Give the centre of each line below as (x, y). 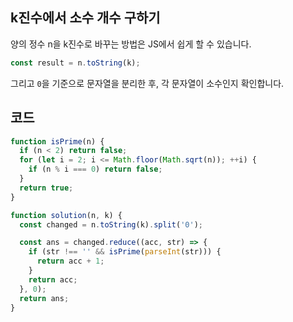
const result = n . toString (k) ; (75, 63)
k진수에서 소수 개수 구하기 (85, 18)
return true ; (46, 188)
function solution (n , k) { (66, 215)
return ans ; (44, 298)
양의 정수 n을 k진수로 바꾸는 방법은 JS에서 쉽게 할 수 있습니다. (131, 44)
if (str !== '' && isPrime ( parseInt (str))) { (125, 252)
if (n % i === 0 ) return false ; (95, 169)
